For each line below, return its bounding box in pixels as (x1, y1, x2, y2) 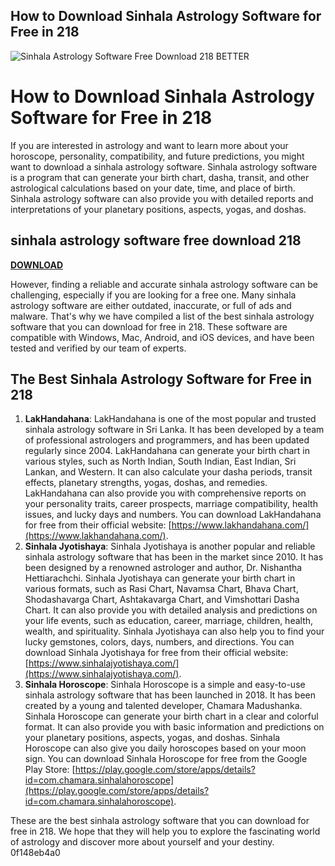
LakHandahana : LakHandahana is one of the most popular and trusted (24, 413, 317, 425)
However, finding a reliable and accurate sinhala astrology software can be (10, 278, 319, 290)
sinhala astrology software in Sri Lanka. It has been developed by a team (24, 424, 325, 436)
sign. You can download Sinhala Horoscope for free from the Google (24, 753, 308, 765)
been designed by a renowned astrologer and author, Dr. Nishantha (24, 562, 303, 574)
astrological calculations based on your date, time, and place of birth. (10, 182, 296, 194)
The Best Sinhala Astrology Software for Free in (10, 370, 313, 388)
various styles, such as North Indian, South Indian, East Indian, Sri (24, 455, 297, 468)
